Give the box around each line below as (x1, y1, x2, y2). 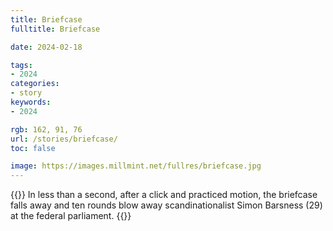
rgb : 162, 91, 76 (10, 124, 83, 135)
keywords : (10, 97, 52, 107)
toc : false (10, 143, 56, 153)
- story (10, 88, 43, 98)
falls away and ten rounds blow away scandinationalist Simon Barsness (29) (10, 199, 323, 211)
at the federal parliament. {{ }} (10, 210, 132, 222)
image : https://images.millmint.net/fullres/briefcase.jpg (10, 161, 262, 171)
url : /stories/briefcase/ (10, 134, 118, 144)
